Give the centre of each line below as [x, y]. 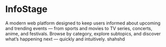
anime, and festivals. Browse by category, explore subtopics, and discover [83, 33]
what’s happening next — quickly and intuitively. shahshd [65, 39]
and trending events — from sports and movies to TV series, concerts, [79, 28]
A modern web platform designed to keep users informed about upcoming [83, 23]
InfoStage [26, 9]
